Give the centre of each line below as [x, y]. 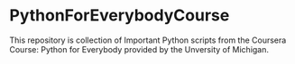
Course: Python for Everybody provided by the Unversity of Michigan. [139, 49]
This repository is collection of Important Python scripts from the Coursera [148, 40]
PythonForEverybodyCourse [120, 16]
